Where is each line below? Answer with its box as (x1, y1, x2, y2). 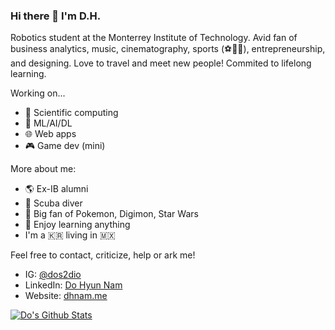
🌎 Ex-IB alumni (24, 183, 89, 195)
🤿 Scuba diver (24, 197, 83, 209)
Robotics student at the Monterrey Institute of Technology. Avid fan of (10, 32, 298, 44)
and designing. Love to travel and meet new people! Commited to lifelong (10, 57, 312, 69)
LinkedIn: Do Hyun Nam (24, 279, 123, 291)
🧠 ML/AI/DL (24, 117, 73, 129)
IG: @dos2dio (24, 269, 82, 281)
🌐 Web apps (24, 128, 77, 140)
